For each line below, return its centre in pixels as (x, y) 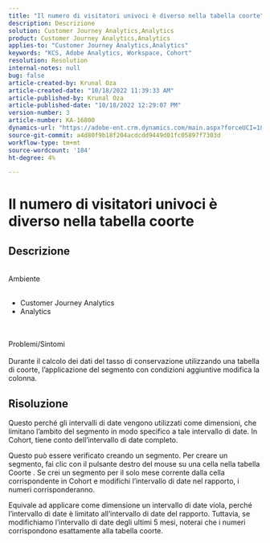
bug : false (27, 76)
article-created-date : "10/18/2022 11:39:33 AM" (91, 90)
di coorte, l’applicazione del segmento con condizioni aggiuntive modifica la (134, 369)
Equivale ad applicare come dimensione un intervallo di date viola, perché (131, 505)
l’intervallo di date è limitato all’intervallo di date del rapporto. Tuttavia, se (129, 514)
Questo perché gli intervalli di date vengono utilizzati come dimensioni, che (133, 423)
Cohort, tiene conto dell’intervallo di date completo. (93, 440)
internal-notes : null (45, 68)
